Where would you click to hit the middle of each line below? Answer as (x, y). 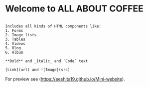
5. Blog (13, 48)
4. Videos (15, 43)
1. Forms (14, 30)
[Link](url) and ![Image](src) (38, 70)
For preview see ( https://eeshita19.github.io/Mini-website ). (65, 79)
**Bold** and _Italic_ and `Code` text (47, 61)
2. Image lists (21, 35)
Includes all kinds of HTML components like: (53, 26)
